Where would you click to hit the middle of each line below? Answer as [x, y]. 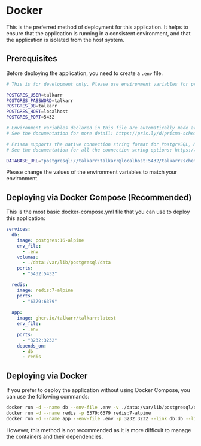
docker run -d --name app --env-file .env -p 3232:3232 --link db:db [95, 418]
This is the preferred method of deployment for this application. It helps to [97, 27]
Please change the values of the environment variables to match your [92, 172]
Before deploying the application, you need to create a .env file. [85, 73]
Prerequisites [32, 58]
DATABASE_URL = [24, 161]
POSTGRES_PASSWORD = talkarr [40, 100]
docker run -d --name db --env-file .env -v [63, 408]
